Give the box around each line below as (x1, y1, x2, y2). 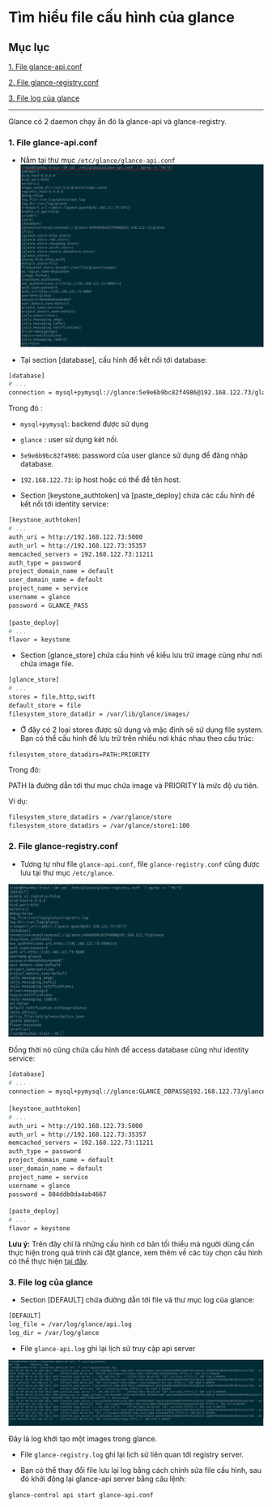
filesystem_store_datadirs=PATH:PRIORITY (8, 751, 151, 759)
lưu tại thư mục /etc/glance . (19, 868, 115, 877)
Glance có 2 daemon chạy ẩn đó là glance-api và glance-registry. (8, 117, 227, 126)
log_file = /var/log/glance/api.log (8, 1320, 132, 1328)
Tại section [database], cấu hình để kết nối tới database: (19, 355, 208, 364)
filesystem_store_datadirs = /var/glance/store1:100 (8, 821, 190, 829)
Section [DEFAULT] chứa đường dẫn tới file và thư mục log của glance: (19, 1295, 255, 1305)
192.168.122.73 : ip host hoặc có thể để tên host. (19, 475, 181, 484)
